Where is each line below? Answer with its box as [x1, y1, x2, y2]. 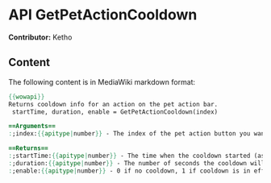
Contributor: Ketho [8, 32, 73, 42]
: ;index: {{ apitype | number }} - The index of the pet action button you [8, 130, 251, 138]
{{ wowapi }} [8, 93, 45, 101]
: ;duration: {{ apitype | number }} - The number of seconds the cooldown [8, 159, 248, 167]
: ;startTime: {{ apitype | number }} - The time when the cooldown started [8, 152, 251, 160]
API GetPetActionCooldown [8, 6, 198, 24]
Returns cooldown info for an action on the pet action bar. [8, 100, 219, 108]
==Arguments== [8, 123, 56, 131]
